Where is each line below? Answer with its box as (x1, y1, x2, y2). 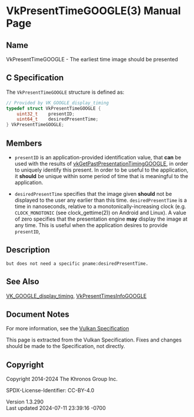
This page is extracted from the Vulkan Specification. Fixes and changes (6, 336, 182, 343)
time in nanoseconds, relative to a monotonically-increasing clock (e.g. (14, 203, 186, 210)
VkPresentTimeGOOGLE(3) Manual (6, 4, 181, 18)
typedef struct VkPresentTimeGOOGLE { (6, 105, 101, 111)
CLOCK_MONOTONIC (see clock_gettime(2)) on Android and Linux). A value (14, 209, 186, 216)
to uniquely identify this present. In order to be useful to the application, (14, 166, 189, 173)
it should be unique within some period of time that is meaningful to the (14, 173, 188, 179)
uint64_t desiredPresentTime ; (16, 116, 99, 122)
